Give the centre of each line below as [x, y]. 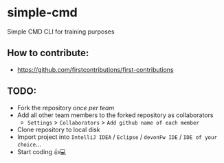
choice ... [29, 144]
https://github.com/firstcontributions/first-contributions [95, 69]
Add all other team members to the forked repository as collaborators [115, 115]
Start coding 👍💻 [42, 151]
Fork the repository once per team [66, 108]
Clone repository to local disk [59, 129]
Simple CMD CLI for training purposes [61, 32]
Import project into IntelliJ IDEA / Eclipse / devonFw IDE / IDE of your [117, 137]
